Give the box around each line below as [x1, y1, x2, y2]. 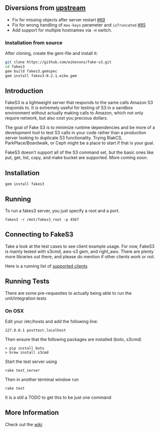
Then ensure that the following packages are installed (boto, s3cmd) [5, 336, 142, 342]
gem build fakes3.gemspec [5, 69, 57, 73]
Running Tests [5, 277, 49, 286]
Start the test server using [5, 359, 57, 364]
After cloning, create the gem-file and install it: [5, 51, 98, 56]
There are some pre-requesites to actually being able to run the [5, 290, 132, 296]
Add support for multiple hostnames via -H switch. [12, 27, 112, 33]
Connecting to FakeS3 [5, 231, 74, 239]
